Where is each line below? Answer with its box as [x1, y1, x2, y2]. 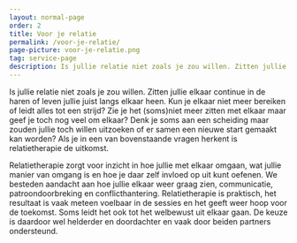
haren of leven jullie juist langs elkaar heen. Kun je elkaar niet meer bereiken [9, 95, 286, 106]
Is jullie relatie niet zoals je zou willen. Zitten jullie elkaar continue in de [9, 86, 266, 97]
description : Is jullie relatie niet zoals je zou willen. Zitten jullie [9, 63, 287, 72]
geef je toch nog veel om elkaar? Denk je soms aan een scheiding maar [9, 114, 270, 125]
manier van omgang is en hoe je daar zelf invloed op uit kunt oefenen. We [9, 169, 278, 179]
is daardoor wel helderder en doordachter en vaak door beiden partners [9, 216, 271, 226]
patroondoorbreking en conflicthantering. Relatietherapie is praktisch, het [9, 187, 277, 199]
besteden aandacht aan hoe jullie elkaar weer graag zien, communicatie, [9, 178, 274, 189]
